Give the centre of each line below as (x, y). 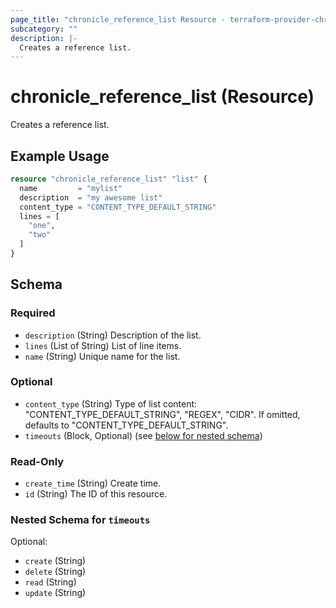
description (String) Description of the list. (113, 335)
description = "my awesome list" (91, 197)
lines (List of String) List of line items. (103, 345)
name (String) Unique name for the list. (102, 356)
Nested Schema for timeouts (80, 520)
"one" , (42, 226)
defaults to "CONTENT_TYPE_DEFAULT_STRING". (126, 425)
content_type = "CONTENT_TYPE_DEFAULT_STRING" (118, 207)
